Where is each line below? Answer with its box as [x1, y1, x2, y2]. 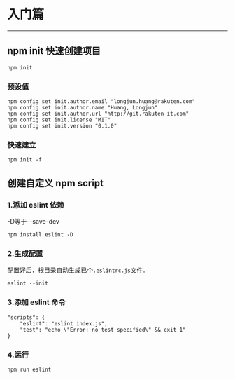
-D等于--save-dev [7, 217, 59, 226]
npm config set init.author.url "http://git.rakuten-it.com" [7, 110, 190, 118]
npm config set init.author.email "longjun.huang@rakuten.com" [7, 98, 196, 105]
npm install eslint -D [7, 231, 73, 238]
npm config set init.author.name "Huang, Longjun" [7, 104, 158, 111]
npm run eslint [7, 366, 52, 373]
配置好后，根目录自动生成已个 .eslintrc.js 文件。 [7, 266, 149, 274]
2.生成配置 [7, 248, 43, 258]
